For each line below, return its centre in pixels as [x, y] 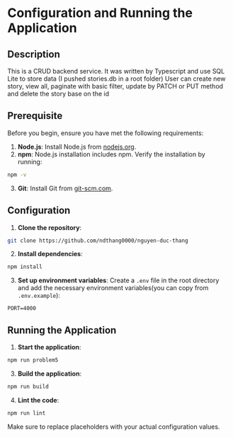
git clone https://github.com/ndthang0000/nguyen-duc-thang [98, 241]
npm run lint [27, 413]
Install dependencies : [50, 254]
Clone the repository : [50, 227]
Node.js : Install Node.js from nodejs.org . [77, 146]
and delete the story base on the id [58, 94]
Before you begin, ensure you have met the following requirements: [106, 133]
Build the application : [50, 374]
